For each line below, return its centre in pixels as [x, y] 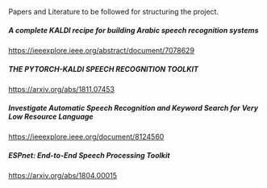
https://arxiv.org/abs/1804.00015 [63, 175]
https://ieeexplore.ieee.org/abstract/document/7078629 [102, 50]
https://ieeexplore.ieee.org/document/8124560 [86, 136]
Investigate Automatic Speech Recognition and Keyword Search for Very [133, 107]
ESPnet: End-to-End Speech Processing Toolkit [90, 155]
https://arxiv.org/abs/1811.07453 [62, 89]
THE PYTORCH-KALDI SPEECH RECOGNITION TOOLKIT [104, 69]
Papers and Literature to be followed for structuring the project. [114, 12]
